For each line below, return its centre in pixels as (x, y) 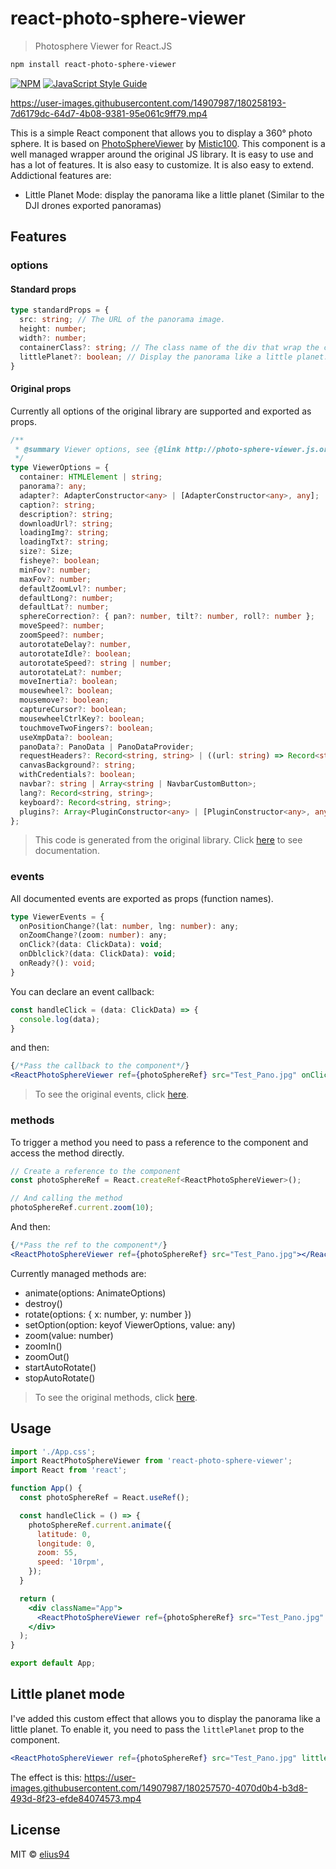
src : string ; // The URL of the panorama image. (122, 320)
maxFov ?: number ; (55, 579)
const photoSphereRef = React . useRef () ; (104, 1498)
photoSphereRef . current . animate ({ (100, 1525)
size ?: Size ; (46, 552)
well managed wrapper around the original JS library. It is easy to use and (162, 154)
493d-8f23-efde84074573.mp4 (76, 1798)
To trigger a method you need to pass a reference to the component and (159, 1142)
